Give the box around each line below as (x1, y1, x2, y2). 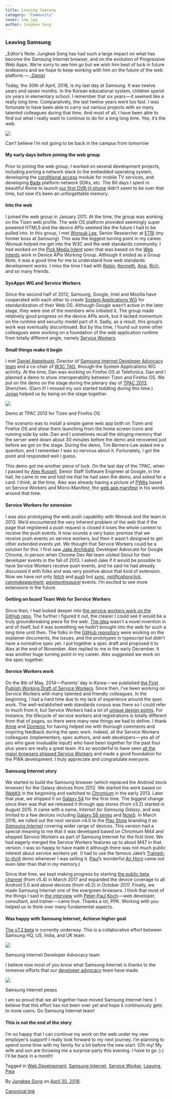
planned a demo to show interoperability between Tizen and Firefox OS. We (5, 374, 165, 380)
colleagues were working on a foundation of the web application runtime (5, 330, 159, 336)
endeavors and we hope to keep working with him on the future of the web (5, 67, 163, 73)
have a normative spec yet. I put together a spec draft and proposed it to (5, 640, 159, 646)
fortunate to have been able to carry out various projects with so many (5, 104, 154, 110)
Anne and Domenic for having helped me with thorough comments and (5, 723, 155, 729)
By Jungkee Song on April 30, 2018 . (5, 1078, 81, 1084)
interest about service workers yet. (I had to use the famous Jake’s (5, 850, 146, 856)
